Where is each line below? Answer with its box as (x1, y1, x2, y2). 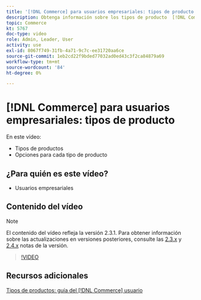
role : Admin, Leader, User (6, 36, 74, 42)
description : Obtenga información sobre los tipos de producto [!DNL (6, 14, 186, 20)
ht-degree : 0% (6, 70, 42, 76)
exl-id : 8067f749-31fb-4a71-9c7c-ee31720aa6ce (6, 48, 124, 54)
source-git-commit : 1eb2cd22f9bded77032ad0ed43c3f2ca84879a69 (6, 53, 165, 59)
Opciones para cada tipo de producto (14, 151, 108, 158)
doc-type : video (6, 31, 47, 37)
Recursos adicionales (6, 271, 89, 281)
